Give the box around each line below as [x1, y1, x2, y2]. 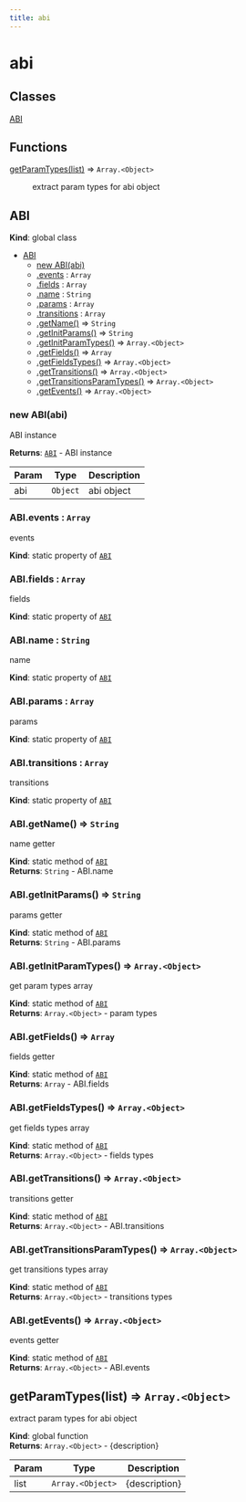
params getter [9, 909, 63, 920]
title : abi [9, 13, 51, 23]
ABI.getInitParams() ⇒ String [9, 888, 141, 901]
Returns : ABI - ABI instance [9, 446, 112, 457]
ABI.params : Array [9, 695, 95, 708]
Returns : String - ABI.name [9, 866, 114, 877]
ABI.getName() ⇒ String [9, 817, 119, 830]
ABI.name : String [9, 634, 90, 646]
